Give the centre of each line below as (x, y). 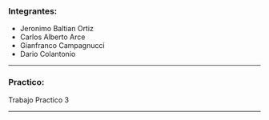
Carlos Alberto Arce (52, 37)
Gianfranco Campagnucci (62, 46)
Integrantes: (33, 11)
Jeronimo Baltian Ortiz (57, 29)
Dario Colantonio (48, 54)
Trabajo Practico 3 (39, 100)
